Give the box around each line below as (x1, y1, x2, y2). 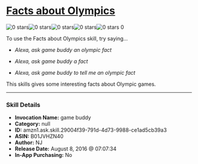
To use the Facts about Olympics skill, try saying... (6, 35, 128, 42)
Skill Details (6, 101, 41, 109)
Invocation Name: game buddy (14, 114, 91, 121)
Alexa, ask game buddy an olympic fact (14, 46, 112, 53)
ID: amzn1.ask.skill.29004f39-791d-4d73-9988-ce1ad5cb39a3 (14, 126, 167, 133)
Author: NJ (14, 139, 43, 146)
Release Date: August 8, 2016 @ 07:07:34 (14, 145, 117, 152)
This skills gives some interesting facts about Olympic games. (6, 81, 156, 88)
